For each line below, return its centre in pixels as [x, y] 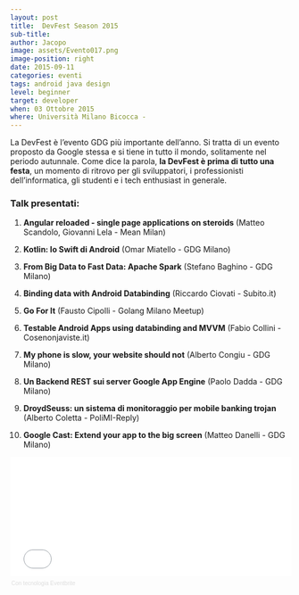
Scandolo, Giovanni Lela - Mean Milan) [94, 232]
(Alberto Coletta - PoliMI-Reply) [81, 418]
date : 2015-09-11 [42, 68]
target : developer [44, 100]
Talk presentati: [45, 203]
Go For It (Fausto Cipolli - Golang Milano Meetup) [113, 311]
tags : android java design [60, 84]
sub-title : [30, 34]
